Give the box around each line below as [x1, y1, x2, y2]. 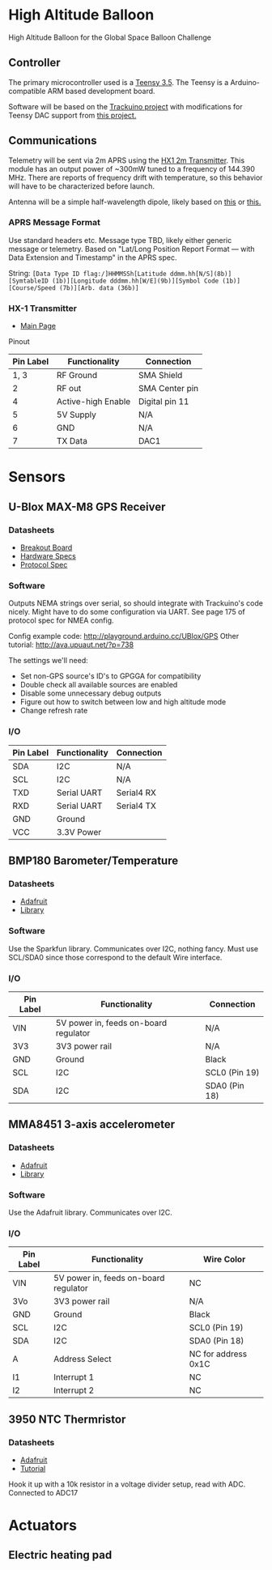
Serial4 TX [116, 800, 156, 811]
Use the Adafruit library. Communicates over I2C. [8, 1207, 172, 1217]
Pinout [8, 337, 30, 347]
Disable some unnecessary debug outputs [19, 688, 162, 698]
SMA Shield [138, 370, 183, 381]
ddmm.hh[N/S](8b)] [169, 270, 232, 278]
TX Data [56, 436, 87, 447]
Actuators [8, 1517, 77, 1535]
